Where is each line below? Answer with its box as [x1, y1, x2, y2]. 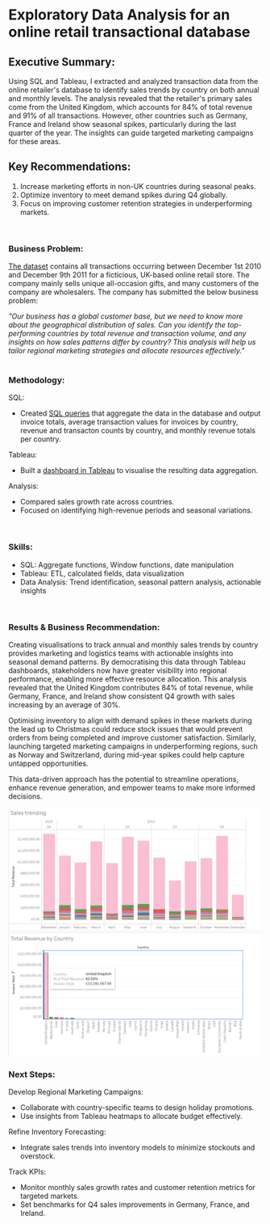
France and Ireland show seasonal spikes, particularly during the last [8, 120, 237, 129]
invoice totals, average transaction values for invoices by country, [19, 417, 239, 427]
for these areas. [8, 137, 61, 146]
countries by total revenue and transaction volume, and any [47, 329, 247, 339]
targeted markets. [19, 1191, 80, 1201]
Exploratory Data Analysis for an [8, 6, 231, 24]
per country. [19, 434, 62, 444]
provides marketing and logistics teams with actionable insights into [8, 648, 234, 658]
